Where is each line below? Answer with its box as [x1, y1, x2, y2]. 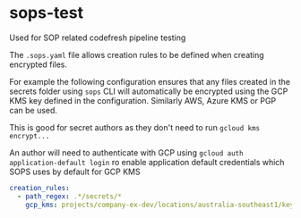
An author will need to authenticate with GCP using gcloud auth [9, 147, 244, 158]
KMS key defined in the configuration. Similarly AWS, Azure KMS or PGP [9, 95, 277, 105]
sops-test [9, 3, 83, 23]
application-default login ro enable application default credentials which [9, 156, 285, 167]
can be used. [9, 105, 58, 115]
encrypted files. [9, 59, 68, 70]
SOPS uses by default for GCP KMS [9, 166, 141, 177]
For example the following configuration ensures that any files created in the [9, 76, 291, 87]
